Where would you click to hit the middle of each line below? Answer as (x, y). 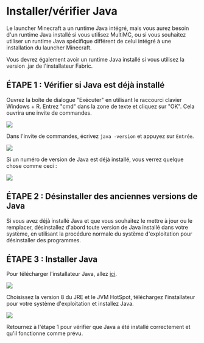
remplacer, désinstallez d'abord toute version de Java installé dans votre (97, 227)
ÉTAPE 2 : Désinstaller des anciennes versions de (102, 197)
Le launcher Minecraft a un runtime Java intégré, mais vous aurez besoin (98, 28)
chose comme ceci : (32, 165)
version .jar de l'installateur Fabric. (50, 66)
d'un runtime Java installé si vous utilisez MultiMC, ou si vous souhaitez (96, 34)
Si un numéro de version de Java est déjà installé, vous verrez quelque (95, 159)
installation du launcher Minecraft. (49, 48)
